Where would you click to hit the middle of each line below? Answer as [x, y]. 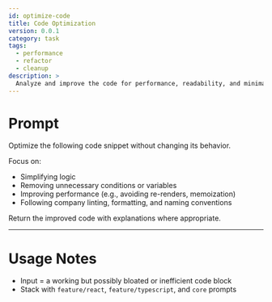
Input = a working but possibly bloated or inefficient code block [126, 281]
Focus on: [25, 161]
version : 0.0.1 [34, 31]
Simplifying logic [48, 177]
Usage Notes [53, 258]
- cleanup [32, 69]
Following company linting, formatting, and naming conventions [126, 203]
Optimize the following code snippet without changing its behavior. [120, 145]
